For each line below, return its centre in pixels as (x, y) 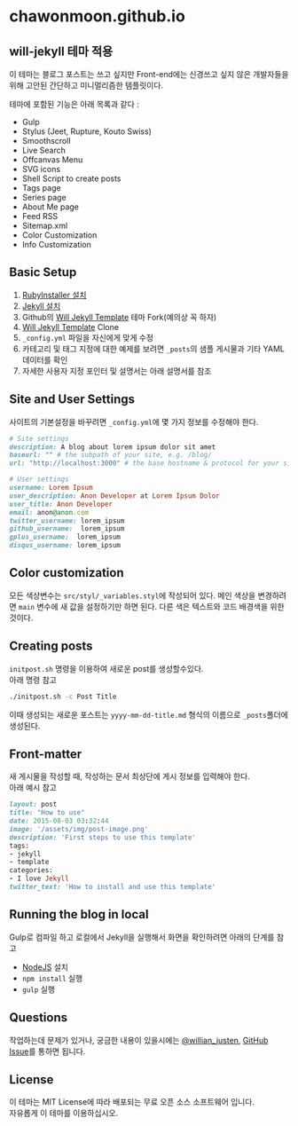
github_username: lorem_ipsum (67, 529)
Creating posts (51, 646)
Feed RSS (40, 216)
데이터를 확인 (45, 359)
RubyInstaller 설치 (54, 295)
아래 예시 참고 (33, 788)
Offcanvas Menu (52, 160)
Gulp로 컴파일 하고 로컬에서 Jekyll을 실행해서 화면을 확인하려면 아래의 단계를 (142, 937)
